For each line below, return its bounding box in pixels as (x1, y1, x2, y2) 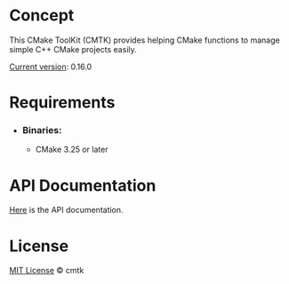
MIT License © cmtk (9, 265, 84, 276)
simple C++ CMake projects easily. (9, 43, 138, 54)
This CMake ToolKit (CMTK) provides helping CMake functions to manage (9, 35, 280, 45)
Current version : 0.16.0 (9, 61, 92, 72)
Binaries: (21, 124, 62, 137)
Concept (9, 5, 75, 26)
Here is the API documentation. (9, 205, 124, 216)
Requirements (9, 92, 116, 113)
